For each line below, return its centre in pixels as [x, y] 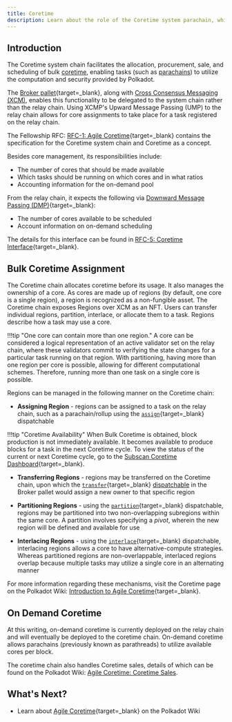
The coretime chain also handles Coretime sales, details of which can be [110, 665]
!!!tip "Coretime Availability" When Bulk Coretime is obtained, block [102, 435]
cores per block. [30, 651]
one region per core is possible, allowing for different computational [104, 365]
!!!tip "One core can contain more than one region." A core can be [100, 336]
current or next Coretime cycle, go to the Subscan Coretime [92, 457]
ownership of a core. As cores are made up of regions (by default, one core [115, 293]
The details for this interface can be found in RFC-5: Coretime [95, 240]
